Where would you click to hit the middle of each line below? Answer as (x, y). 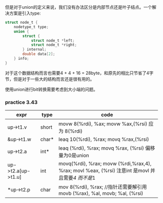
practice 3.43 (21, 102)
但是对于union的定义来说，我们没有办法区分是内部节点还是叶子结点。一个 (79, 7)
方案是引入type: (25, 13)
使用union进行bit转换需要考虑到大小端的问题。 (51, 89)
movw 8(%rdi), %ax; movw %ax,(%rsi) (103, 124)
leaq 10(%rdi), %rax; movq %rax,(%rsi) (104, 139)
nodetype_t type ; (31, 27)
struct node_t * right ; (54, 45)
